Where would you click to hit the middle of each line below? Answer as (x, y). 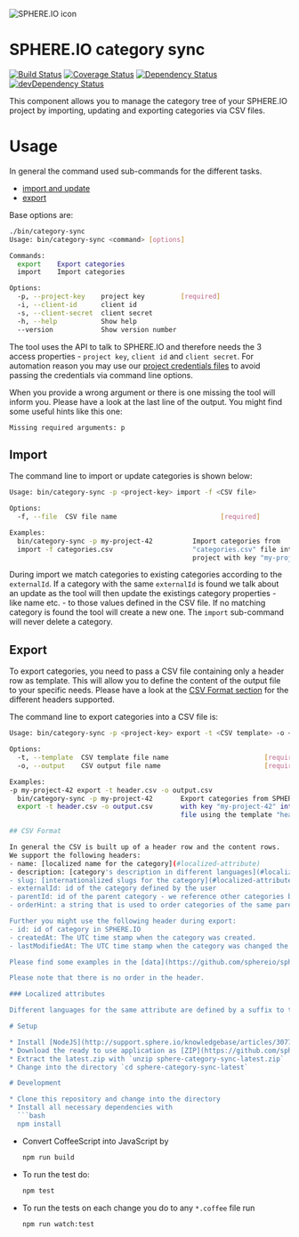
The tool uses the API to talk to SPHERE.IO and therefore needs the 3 (136, 346)
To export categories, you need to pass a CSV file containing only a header (147, 671)
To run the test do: (56, 1174)
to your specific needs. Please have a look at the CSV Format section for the (149, 691)
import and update (56, 188)
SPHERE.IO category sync (107, 50)
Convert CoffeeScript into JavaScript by (95, 1141)
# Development (36, 1083)
